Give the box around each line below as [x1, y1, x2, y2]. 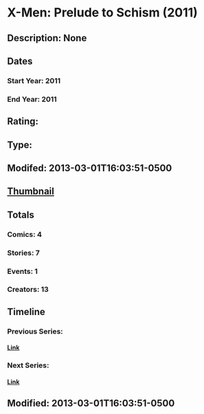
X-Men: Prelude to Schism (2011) [7, 5, 198, 21]
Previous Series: [7, 326, 63, 336]
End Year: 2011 [7, 94, 57, 104]
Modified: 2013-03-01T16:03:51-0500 [7, 398, 175, 409]
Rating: [7, 115, 39, 128]
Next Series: [7, 360, 49, 370]
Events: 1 [7, 266, 38, 276]
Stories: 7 [7, 248, 40, 257]
